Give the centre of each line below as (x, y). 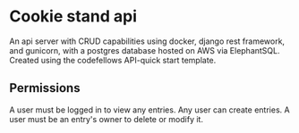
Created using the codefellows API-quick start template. (113, 60)
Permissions (45, 88)
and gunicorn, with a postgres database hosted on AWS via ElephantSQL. (145, 50)
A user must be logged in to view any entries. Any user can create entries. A (149, 110)
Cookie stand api (73, 17)
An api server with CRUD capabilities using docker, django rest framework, (147, 41)
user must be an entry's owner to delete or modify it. (107, 119)
